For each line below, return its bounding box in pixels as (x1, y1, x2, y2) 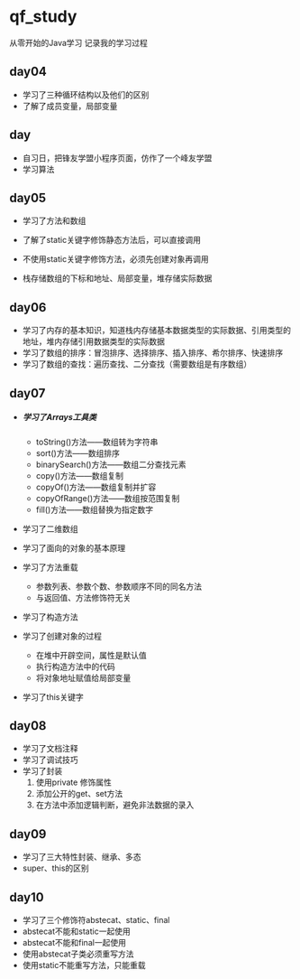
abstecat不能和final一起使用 (22, 937, 126, 947)
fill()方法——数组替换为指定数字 (35, 504, 154, 515)
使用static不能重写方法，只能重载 (22, 959, 146, 970)
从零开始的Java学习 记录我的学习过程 (9, 37, 149, 48)
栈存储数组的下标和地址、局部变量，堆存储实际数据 (22, 273, 213, 284)
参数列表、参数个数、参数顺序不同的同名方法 (35, 581, 203, 592)
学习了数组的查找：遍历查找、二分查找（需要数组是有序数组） (22, 359, 252, 369)
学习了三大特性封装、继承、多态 (22, 852, 141, 862)
